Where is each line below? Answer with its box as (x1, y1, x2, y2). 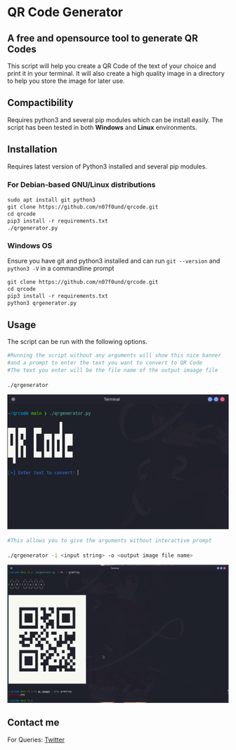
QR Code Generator (7, 4, 124, 20)
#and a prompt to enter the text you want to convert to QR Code (7, 359, 202, 366)
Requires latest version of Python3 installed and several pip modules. (7, 162, 207, 171)
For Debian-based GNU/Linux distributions (7, 180, 156, 190)
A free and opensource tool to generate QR (7, 32, 198, 44)
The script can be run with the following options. (7, 338, 147, 346)
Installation (7, 143, 58, 155)
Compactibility (7, 97, 74, 109)
